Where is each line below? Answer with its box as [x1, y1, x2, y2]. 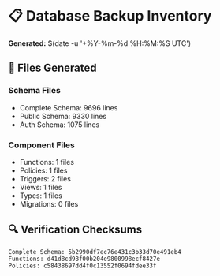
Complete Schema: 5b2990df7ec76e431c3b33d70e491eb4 [8, 248, 181, 255]
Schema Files [8, 85, 61, 96]
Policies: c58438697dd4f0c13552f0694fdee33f [8, 262, 157, 270]
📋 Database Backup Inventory [8, 7, 212, 25]
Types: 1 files [19, 191, 63, 200]
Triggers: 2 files [19, 173, 71, 183]
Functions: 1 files [19, 157, 75, 166]
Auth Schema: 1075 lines [19, 120, 100, 129]
